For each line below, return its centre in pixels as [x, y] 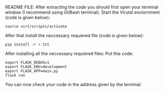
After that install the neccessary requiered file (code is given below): [75, 35]
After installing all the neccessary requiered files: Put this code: [69, 54]
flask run [15, 75]
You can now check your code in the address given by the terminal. [73, 84]
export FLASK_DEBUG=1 [27, 63]
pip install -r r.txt [27, 45]
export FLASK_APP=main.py [32, 71]
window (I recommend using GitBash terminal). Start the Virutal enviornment [82, 12]
